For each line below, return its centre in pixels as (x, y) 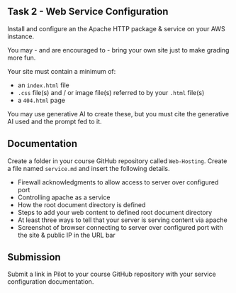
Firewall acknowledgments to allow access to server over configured (118, 182)
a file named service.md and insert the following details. (89, 168)
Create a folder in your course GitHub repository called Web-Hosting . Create (117, 161)
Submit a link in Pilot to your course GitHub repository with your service (112, 274)
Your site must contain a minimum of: (62, 71)
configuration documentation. (51, 282)
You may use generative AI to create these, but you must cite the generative (118, 114)
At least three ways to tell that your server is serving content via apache (123, 220)
